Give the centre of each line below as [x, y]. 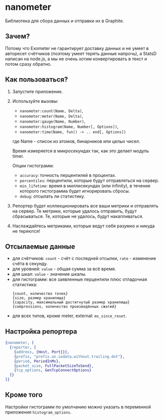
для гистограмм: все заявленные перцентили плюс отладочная [80, 279]
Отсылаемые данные [40, 246]
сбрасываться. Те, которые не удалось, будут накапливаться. [78, 216]
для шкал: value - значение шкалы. [49, 274]
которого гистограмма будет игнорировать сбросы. [75, 191]
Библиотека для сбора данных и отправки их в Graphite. [65, 21]
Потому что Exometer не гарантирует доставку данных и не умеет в [77, 48]
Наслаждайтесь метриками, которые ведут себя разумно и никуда [83, 226]
